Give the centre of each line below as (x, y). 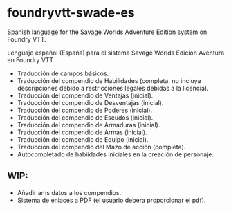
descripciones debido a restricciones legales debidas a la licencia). (113, 88)
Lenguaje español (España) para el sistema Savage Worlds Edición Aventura (116, 53)
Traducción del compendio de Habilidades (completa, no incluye (109, 80)
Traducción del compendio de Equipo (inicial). (83, 139)
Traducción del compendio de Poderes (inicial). (85, 110)
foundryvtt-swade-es (71, 13)
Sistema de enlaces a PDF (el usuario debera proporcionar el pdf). (111, 200)
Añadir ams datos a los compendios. (69, 192)
